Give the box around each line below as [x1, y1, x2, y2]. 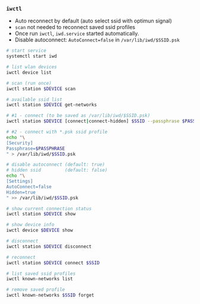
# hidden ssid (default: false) [6, 167, 108, 173]
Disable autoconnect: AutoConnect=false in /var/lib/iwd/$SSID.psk [14, 36, 180, 43]
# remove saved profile [6, 287, 65, 293]
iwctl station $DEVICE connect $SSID [6, 259, 100, 266]
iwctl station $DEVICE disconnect [6, 243, 92, 249]
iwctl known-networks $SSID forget [6, 292, 95, 299]
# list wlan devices [6, 64, 58, 70]
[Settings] [6, 178, 33, 185]
